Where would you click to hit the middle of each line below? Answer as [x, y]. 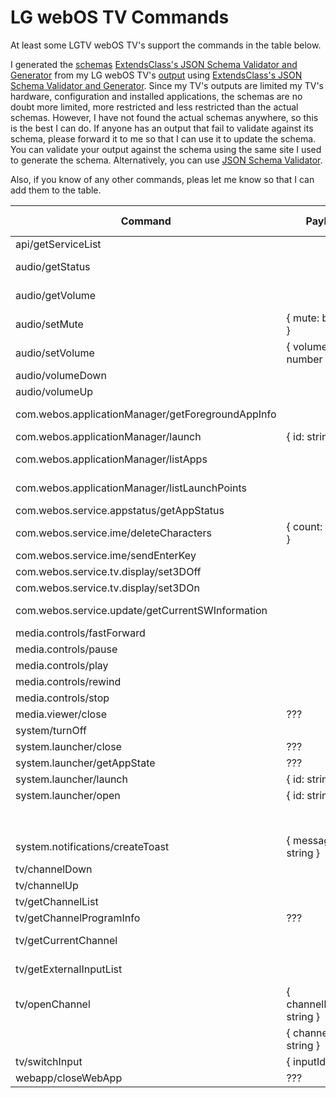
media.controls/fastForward [80, 633]
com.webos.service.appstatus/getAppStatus [120, 510]
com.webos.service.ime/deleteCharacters [113, 533]
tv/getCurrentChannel [66, 940]
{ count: [304, 526]
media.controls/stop [62, 698]
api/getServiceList [58, 244]
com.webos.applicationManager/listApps [111, 459]
